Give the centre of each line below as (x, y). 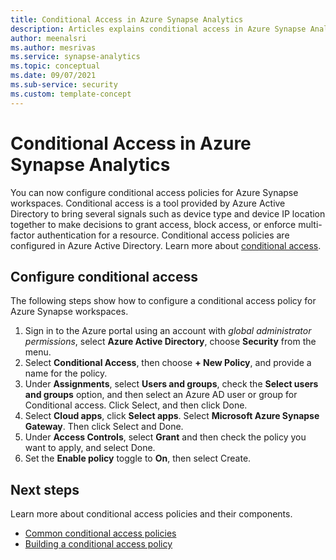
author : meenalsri (48, 38)
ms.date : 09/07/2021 (53, 76)
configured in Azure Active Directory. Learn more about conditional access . (166, 245)
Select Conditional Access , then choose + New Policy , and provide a (168, 363)
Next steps (45, 489)
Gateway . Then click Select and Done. (104, 427)
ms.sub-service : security (64, 85)
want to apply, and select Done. (90, 448)
